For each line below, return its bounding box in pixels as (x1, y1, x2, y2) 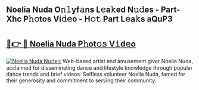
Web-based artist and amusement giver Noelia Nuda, (62, 58, 194, 64)
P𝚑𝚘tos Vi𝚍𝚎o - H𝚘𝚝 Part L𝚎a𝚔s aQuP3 (23, 14, 173, 24)
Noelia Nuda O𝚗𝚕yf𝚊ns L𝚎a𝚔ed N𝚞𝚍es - (6, 5, 160, 15)
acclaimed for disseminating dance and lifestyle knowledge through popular (6, 64, 193, 71)
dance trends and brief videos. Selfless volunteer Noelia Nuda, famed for (6, 71, 186, 77)
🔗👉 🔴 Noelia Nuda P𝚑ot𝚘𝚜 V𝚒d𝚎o (6, 39, 136, 49)
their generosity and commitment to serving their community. (6, 77, 157, 84)
